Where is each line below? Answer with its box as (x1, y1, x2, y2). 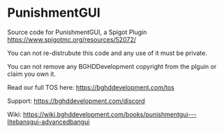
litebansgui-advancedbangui (7, 117, 90, 126)
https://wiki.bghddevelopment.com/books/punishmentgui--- (23, 110, 197, 118)
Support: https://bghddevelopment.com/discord (7, 96, 145, 105)
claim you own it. (7, 70, 56, 78)
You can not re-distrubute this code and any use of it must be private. (7, 49, 207, 57)
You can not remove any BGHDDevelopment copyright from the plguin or (7, 62, 217, 70)
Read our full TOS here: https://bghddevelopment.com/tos (7, 83, 174, 91)
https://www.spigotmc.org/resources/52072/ (7, 35, 136, 43)
